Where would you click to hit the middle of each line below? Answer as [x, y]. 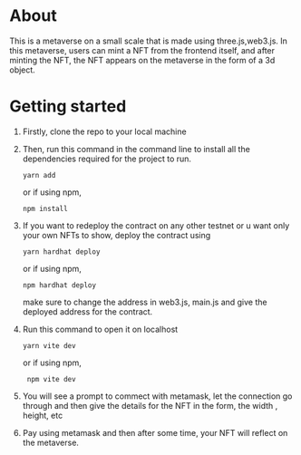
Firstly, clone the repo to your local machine [105, 131]
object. [23, 70]
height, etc [43, 415]
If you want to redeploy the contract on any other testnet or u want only [156, 225]
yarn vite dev [49, 345]
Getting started [68, 106]
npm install [45, 208]
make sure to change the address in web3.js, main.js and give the [145, 302]
